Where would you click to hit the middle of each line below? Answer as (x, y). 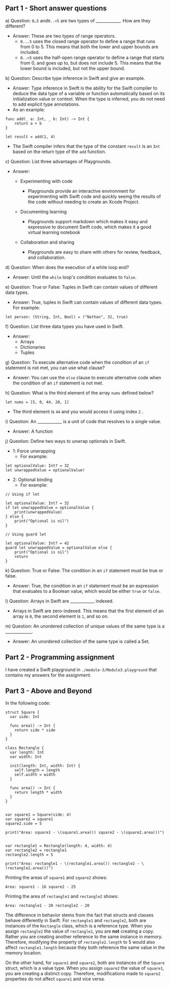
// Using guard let (26, 534)
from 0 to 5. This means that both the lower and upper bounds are (89, 47)
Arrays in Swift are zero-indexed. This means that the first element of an (88, 611)
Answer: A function (33, 431)
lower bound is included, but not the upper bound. (73, 68)
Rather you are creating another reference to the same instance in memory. (84, 937)
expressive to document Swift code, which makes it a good (89, 227)
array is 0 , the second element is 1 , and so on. (61, 616)
